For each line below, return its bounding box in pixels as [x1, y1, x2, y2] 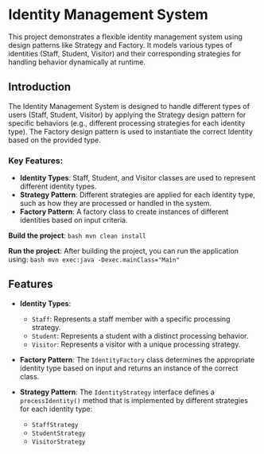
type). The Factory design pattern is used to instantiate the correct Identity [8, 126, 253, 136]
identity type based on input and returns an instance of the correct [19, 363, 239, 373]
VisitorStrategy [31, 437, 86, 446]
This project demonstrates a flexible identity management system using [8, 32, 243, 41]
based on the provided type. [8, 135, 101, 145]
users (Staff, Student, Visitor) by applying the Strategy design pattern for [8, 110, 247, 119]
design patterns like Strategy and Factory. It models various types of [8, 40, 233, 49]
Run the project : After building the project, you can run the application [8, 246, 239, 256]
